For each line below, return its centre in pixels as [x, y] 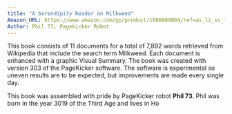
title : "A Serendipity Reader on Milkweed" [71, 13]
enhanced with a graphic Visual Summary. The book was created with [107, 61]
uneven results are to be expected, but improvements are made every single [116, 75]
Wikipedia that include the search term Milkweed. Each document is [104, 53]
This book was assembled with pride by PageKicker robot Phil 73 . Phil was [113, 96]
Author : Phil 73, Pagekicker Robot [58, 26]
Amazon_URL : [24, 20]
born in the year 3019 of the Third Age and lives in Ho [83, 104]
